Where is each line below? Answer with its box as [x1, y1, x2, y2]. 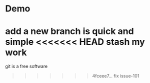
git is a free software [5, 63, 48, 70]
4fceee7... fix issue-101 [92, 73, 139, 79]
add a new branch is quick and [5, 26, 134, 37]
